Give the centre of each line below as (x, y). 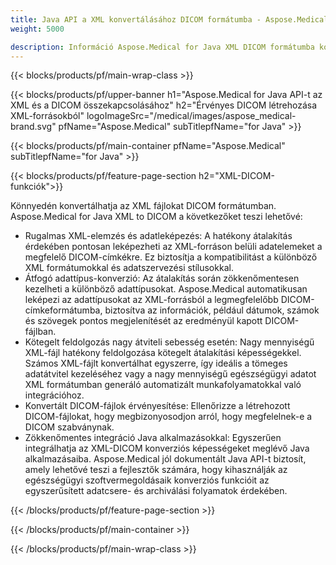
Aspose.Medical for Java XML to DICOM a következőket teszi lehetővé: (156, 217)
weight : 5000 (37, 29)
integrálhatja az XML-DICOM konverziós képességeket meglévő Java (167, 448)
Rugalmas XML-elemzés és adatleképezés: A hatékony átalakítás (158, 236)
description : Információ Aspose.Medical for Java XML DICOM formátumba (162, 47)
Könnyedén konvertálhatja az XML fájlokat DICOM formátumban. (143, 206)
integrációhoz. (54, 395)
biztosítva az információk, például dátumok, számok (212, 310)
